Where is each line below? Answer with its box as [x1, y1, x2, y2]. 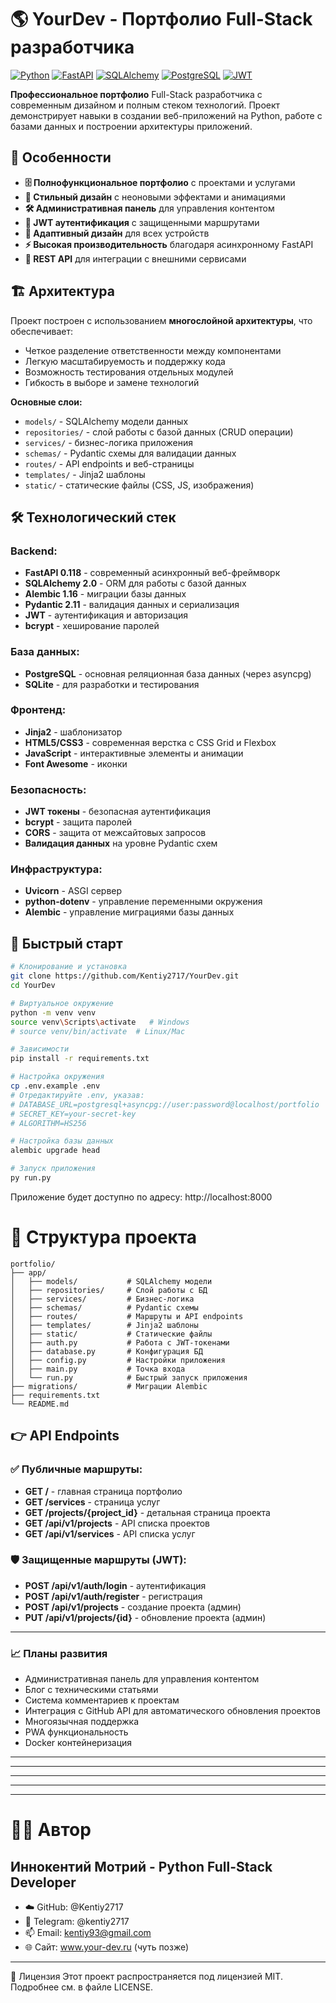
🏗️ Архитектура [10, 283, 115, 300]
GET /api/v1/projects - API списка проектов [24, 1517, 211, 1529]
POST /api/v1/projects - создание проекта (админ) [24, 1601, 242, 1613]
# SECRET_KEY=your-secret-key [10, 1109, 137, 1119]
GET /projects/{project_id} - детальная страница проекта [24, 1506, 271, 1518]
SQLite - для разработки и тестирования [24, 678, 200, 690]
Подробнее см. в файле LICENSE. [10, 1981, 154, 1993]
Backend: [10, 544, 58, 558]
